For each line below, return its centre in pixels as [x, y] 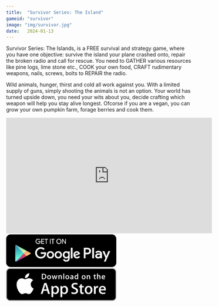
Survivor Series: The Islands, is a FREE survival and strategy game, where [95, 48]
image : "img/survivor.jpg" [39, 25]
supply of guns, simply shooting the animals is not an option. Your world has [98, 91]
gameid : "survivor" [30, 18]
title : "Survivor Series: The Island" [55, 12]
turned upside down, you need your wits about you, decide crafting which [95, 97]
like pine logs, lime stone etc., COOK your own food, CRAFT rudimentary [94, 67]
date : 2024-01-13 [30, 31]
